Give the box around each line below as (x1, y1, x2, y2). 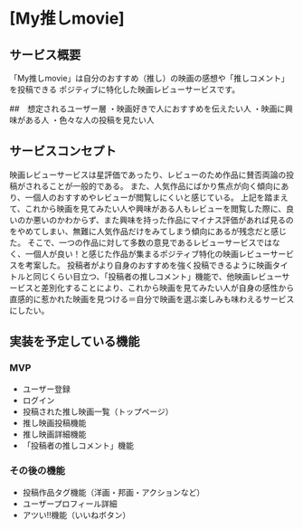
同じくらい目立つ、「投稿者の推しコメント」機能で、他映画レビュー (33, 270, 282, 281)
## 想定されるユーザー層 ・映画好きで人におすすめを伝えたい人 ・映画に (9, 103, 286, 114)
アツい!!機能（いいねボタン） (22, 509, 131, 520)
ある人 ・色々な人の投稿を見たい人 (24, 115, 155, 125)
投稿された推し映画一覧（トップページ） (22, 406, 174, 417)
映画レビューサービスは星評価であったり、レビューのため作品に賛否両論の (9, 169, 287, 180)
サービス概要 (9, 47, 81, 62)
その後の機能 (9, 465, 66, 477)
